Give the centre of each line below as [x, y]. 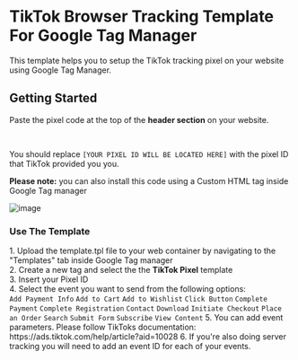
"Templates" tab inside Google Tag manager [91, 260]
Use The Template [50, 231]
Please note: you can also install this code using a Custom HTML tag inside [149, 180]
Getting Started [53, 98]
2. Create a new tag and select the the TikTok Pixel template [121, 270]
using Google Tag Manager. [61, 70]
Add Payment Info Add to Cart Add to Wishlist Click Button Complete [138, 299]
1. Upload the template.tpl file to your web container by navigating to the [143, 251]
